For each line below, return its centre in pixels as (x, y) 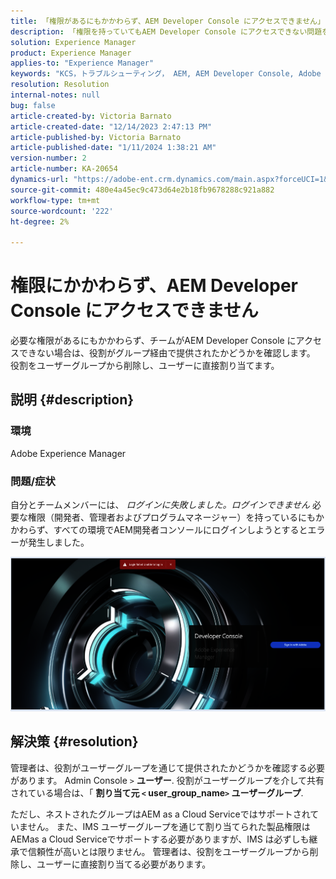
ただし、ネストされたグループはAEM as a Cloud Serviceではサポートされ (160, 814)
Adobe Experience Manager (68, 453)
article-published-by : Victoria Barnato (96, 137)
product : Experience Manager (71, 53)
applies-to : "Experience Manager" (82, 63)
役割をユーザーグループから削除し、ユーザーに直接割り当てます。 (145, 366)
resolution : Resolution (60, 85)
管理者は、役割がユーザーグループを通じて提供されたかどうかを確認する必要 (167, 767)
